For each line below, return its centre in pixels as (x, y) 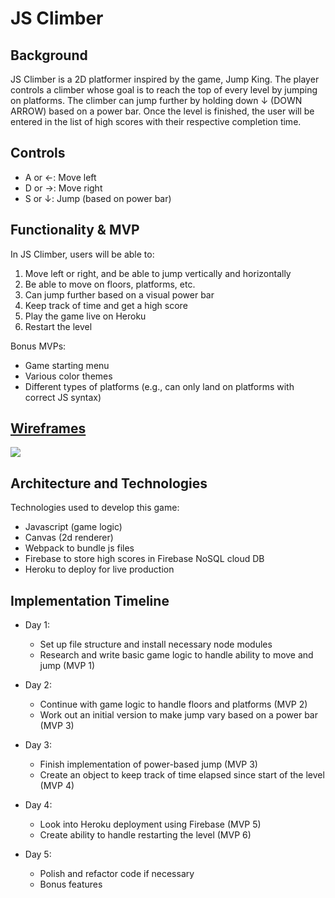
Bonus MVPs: (38, 346)
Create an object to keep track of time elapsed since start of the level (182, 775)
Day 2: (38, 685)
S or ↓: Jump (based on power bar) (98, 198)
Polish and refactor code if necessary (117, 874)
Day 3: (38, 745)
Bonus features (71, 884)
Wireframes (48, 428)
